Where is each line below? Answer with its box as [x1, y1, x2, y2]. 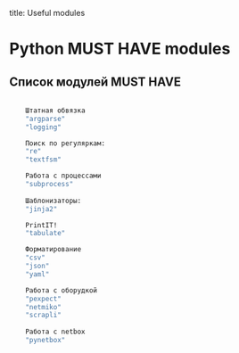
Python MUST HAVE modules [9, 39, 231, 59]
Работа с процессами [25, 171, 102, 181]
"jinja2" [25, 204, 58, 213]
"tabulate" [25, 229, 66, 238]
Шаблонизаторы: [25, 196, 82, 205]
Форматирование [25, 245, 82, 254]
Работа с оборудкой [25, 285, 98, 295]
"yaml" [25, 269, 50, 279]
